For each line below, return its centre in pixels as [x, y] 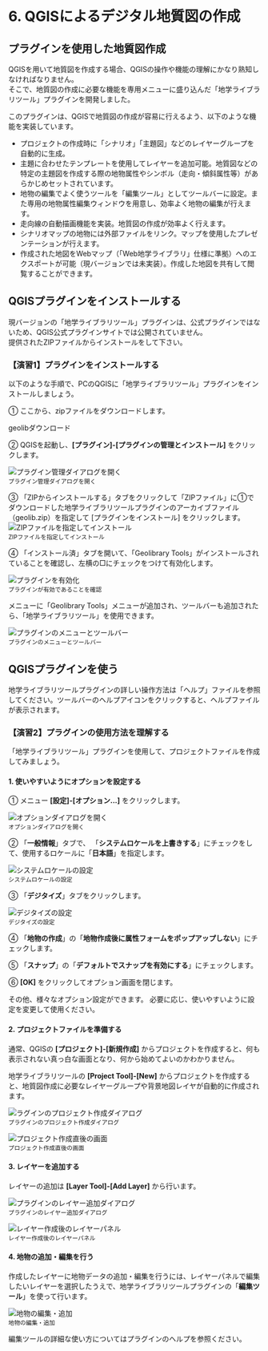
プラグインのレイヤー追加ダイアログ [58, 1212]
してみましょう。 [36, 761]
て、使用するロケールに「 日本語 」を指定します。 [88, 853]
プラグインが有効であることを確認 [55, 590]
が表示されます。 [36, 709]
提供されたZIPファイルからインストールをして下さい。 [98, 342]
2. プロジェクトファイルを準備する [65, 1030]
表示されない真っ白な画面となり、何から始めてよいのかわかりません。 [124, 1059]
